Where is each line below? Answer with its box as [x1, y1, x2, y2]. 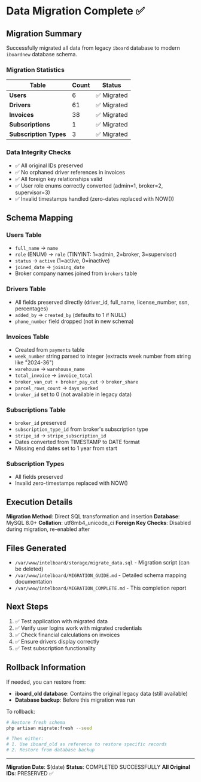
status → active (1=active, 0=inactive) [14, 257, 110, 264]
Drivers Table [6, 285, 46, 293]
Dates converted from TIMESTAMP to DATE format [14, 439, 140, 446]
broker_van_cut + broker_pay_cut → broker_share [14, 378, 139, 385]
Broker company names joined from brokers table [14, 270, 138, 277]
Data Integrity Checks [6, 148, 71, 156]
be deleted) [14, 565, 44, 573]
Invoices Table [6, 333, 50, 341]
